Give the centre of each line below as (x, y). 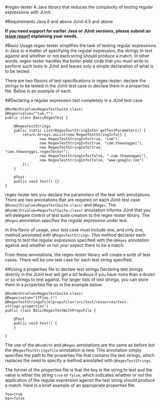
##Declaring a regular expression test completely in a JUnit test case (74, 100)
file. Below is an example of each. (38, 91)
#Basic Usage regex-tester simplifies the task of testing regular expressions (80, 45)
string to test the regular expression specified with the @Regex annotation (77, 240)
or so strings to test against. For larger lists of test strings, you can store (77, 279)
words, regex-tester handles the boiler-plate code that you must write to (77, 61)
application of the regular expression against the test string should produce (80, 380)
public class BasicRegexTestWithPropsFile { (51, 310)
